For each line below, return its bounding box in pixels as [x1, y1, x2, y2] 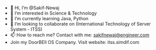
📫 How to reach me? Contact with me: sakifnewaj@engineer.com [10, 32, 150, 38]
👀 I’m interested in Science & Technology [10, 10, 97, 16]
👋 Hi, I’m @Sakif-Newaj [10, 5, 60, 11]
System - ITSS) [10, 26, 43, 32]
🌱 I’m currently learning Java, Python [10, 16, 89, 21]
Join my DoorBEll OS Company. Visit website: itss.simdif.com [10, 39, 140, 45]
